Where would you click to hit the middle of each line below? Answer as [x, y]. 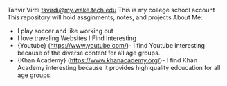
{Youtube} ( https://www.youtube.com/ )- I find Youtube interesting [111, 45]
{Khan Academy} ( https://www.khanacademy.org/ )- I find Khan [107, 60]
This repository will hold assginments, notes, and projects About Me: [105, 17]
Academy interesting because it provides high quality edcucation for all [119, 68]
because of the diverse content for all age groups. [89, 53]
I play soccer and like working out [65, 31]
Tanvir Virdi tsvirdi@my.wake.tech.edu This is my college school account [111, 10]
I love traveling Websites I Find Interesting [77, 38]
